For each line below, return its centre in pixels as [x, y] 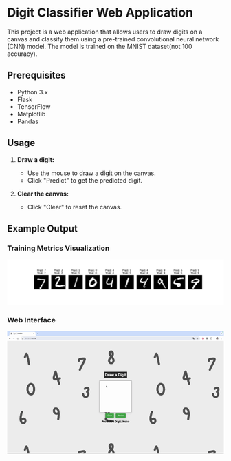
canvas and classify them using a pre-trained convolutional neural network [113, 39]
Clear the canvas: [43, 194]
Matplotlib [31, 114]
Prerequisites [36, 75]
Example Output [42, 228]
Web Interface [32, 320]
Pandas [28, 121]
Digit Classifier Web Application [100, 13]
